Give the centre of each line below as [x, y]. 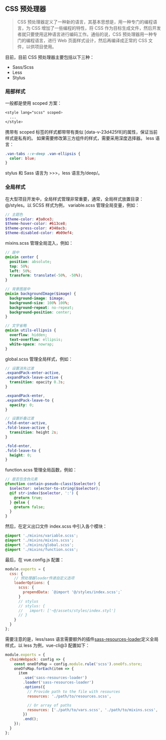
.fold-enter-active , [26, 423]
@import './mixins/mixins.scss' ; [40, 540]
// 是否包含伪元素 [21, 479]
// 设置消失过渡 [20, 368]
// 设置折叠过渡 [20, 418]
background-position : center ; [41, 312]
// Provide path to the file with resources [74, 691]
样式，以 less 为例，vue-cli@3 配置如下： [47, 645]
